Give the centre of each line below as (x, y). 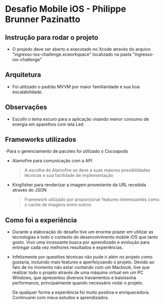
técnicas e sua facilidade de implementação (69, 175)
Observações (26, 107)
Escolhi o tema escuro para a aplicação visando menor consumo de (81, 119)
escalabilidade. (27, 92)
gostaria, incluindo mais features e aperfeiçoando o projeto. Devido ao (83, 262)
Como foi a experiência (41, 220)
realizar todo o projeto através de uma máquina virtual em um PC (78, 273)
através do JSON (29, 190)
